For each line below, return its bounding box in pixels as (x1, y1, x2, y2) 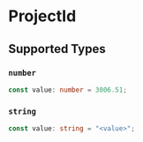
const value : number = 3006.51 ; (8, 86, 127, 94)
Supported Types (8, 41, 107, 56)
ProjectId (8, 6, 77, 26)
